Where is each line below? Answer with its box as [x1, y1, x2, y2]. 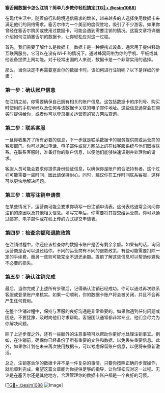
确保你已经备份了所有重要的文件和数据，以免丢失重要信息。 [35, 337, 156, 343]
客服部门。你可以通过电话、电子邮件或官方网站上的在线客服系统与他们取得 [5, 143, 156, 149]
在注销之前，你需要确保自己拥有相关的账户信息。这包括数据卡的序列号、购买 [5, 98, 160, 105]
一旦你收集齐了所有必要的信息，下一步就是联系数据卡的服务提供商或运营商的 [5, 136, 160, 142]
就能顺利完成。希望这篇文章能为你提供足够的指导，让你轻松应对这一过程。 [5, 366, 156, 372]
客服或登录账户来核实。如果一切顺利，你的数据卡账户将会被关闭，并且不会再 [5, 292, 160, 297]
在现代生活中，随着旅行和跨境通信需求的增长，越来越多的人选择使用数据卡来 [5, 15, 160, 21]
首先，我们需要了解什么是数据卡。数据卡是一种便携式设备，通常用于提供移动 [5, 44, 160, 50]
